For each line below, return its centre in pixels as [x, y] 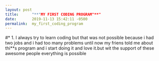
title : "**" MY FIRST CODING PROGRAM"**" [53, 14]
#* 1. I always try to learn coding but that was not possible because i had [79, 38]
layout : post [19, 10]
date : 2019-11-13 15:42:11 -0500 [46, 19]
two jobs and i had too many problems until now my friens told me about [79, 43]
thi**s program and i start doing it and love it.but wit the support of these [80, 48]
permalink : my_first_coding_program [44, 24]
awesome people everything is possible [46, 54]
